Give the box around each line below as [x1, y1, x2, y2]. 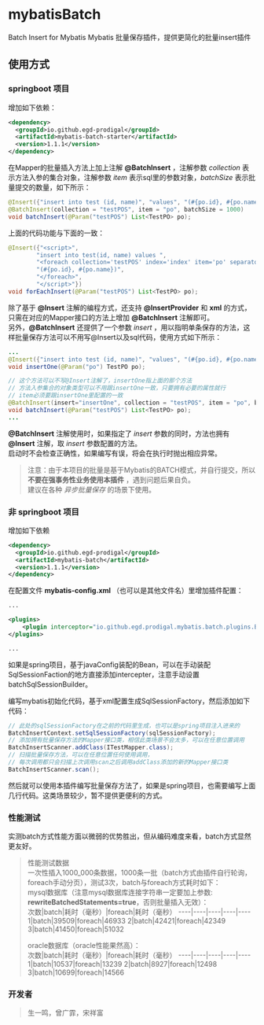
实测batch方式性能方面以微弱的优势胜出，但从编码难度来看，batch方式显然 [8, 831, 251, 841]
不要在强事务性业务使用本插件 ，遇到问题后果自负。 [27, 474, 195, 485]
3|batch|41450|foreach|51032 [27, 924, 124, 934]
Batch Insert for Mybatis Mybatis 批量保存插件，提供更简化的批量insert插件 [8, 32, 251, 42]
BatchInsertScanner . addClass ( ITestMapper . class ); [8, 743, 174, 752]
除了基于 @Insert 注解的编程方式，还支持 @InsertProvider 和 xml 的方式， [8, 303, 251, 312]
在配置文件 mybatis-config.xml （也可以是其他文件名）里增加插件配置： [8, 586, 244, 595]
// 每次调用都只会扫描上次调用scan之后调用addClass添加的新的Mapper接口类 [8, 758, 229, 766]
